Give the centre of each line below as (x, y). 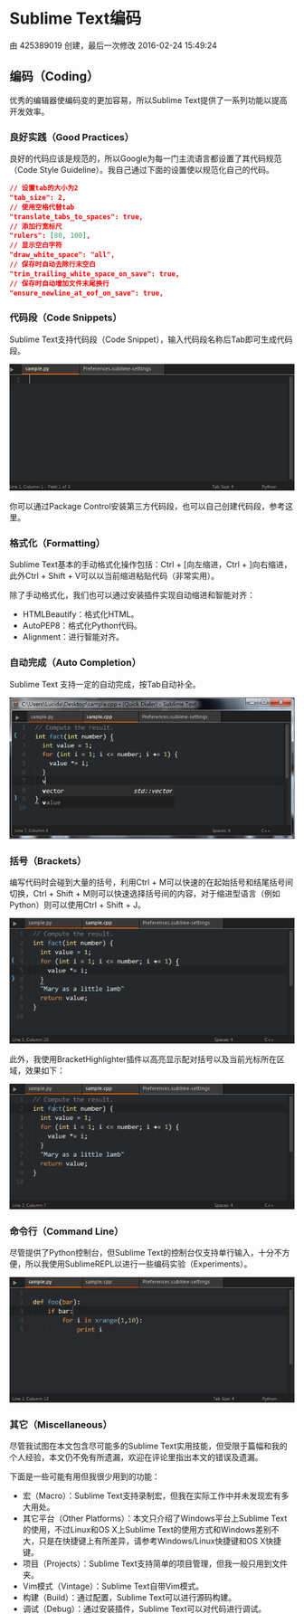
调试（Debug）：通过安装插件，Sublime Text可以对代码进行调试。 (144, 1609)
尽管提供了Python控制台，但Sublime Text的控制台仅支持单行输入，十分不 (146, 1252)
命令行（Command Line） (66, 1231)
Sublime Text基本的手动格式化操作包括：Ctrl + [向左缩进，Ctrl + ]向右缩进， (151, 565)
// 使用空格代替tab (42, 207)
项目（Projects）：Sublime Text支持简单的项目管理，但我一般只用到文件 (155, 1563)
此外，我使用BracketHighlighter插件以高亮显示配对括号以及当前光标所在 (143, 1058)
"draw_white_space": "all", (62, 255)
